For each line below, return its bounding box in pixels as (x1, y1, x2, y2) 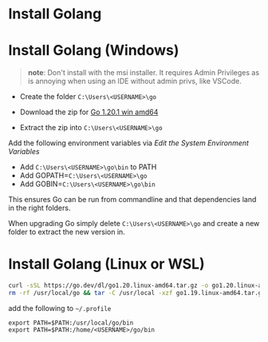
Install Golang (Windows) (8, 42, 179, 60)
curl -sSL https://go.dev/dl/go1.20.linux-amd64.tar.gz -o (8, 281, 209, 290)
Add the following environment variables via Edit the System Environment (8, 138, 250, 148)
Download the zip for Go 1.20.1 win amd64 (19, 107, 159, 117)
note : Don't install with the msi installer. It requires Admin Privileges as (27, 68, 260, 78)
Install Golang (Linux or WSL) (8, 255, 205, 273)
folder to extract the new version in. (8, 227, 125, 237)
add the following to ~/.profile (8, 303, 112, 312)
